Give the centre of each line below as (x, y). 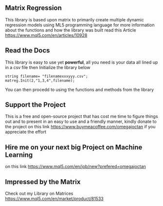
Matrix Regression (33, 8)
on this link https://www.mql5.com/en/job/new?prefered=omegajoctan (75, 167)
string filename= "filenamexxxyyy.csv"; (47, 76)
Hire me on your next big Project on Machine (74, 147)
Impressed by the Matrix (43, 182)
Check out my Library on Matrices (39, 193)
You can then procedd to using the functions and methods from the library (80, 89)
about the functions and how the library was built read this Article (71, 30)
